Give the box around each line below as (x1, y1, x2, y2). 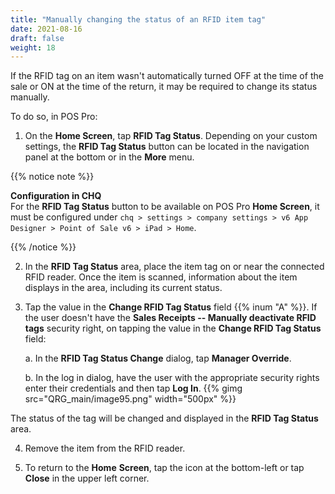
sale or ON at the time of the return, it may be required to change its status (10, 81, 318, 93)
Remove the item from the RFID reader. (24, 442, 186, 455)
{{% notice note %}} (10, 171, 95, 183)
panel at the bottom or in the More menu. (24, 151, 195, 163)
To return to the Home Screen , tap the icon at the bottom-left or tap (24, 462, 305, 474)
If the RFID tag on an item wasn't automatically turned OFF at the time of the (10, 70, 324, 82)
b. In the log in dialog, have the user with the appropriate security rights (24, 372, 320, 384)
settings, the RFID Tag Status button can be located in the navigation (24, 141, 310, 153)
